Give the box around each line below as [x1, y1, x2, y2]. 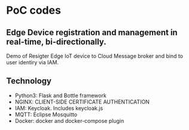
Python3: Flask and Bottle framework [14, 92, 106, 99]
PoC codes [6, 4, 62, 17]
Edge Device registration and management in [6, 27, 178, 38]
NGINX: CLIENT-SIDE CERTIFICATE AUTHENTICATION [14, 98, 150, 105]
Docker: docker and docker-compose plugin [14, 117, 124, 124]
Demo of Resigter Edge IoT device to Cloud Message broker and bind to [6, 52, 184, 60]
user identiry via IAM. [6, 59, 59, 66]
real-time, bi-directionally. [6, 36, 106, 47]
